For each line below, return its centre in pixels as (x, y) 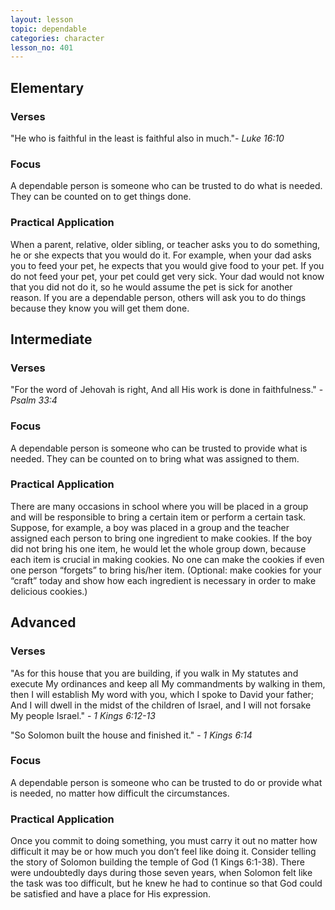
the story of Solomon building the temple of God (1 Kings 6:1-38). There (157, 862)
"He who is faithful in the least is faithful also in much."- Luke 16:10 (147, 138)
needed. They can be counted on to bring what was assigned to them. (155, 458)
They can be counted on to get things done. (101, 197)
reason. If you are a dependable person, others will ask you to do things (158, 297)
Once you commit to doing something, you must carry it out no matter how (164, 841)
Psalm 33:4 (34, 400)
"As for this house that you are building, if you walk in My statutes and (154, 673)
